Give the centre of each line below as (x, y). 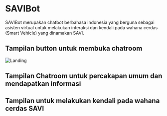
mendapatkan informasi (43, 84)
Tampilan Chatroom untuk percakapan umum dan (84, 76)
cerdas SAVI (25, 108)
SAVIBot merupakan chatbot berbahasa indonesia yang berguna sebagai (80, 22)
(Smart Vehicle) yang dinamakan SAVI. (45, 33)
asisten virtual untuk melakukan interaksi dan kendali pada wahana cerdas (82, 27)
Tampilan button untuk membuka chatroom (74, 48)
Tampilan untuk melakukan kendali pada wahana (83, 100)
